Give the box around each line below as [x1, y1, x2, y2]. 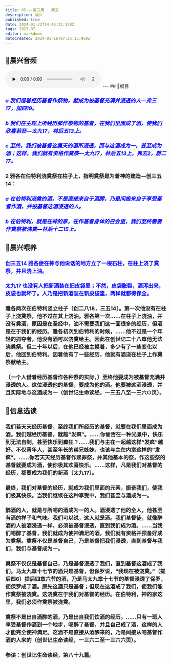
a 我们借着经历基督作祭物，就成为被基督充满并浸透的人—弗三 [5, 97, 157, 104]
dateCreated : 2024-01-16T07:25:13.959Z [5, 36, 91, 41]
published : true [5, 17, 40, 22]
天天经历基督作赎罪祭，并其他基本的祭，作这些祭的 [39, 454, 165, 461]
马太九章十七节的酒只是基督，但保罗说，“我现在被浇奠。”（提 [15, 568, 166, 575]
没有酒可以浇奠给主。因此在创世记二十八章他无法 [41, 336, 163, 343]
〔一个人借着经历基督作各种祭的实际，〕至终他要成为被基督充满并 [5, 374, 165, 381]
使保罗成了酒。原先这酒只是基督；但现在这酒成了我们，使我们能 [5, 583, 163, 590]
